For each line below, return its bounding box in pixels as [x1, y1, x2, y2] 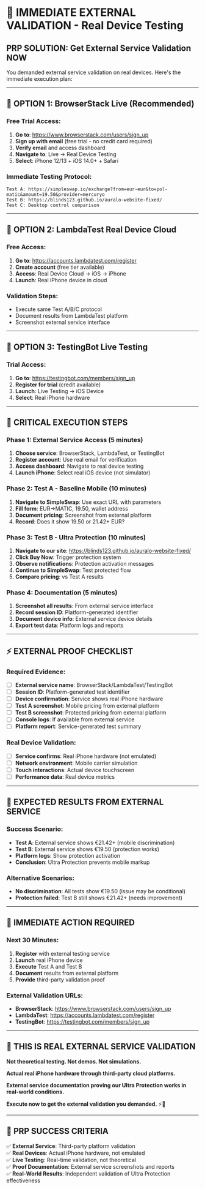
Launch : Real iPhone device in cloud [15, 276, 107, 283]
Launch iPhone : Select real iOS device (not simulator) [15, 469, 151, 476]
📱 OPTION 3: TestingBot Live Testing [6, 342, 148, 353]
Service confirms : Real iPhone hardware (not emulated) [15, 752, 157, 760]
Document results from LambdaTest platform [15, 312, 128, 319]
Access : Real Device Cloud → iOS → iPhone [15, 269, 126, 277]
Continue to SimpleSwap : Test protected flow [15, 566, 131, 574]
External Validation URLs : [6, 991, 84, 1000]
